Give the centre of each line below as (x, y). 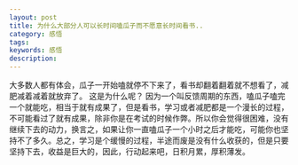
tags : (19, 42)
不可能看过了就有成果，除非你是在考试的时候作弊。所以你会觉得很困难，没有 (149, 118)
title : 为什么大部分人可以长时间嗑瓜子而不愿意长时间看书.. (106, 26)
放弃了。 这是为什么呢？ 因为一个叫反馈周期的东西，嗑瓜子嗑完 (170, 96)
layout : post (33, 17)
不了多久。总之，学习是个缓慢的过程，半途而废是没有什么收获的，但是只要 (153, 140)
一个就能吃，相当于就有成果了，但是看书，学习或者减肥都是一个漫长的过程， (149, 107)
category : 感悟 (36, 34)
